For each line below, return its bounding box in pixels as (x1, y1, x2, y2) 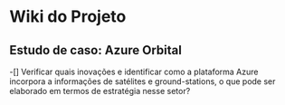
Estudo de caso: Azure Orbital (9, 43, 183, 58)
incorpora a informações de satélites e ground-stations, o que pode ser (9, 76, 276, 87)
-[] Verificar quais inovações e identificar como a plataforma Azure (9, 66, 259, 77)
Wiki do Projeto (9, 6, 127, 27)
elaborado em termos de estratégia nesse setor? (9, 86, 191, 96)
